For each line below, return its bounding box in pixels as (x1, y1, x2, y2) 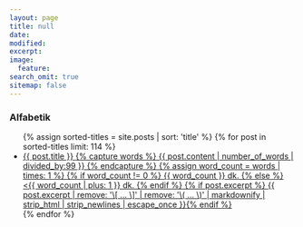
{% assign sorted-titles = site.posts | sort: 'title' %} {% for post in (22, 131, 267, 142)
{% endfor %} (22, 208, 75, 219)
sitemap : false (9, 81, 67, 90)
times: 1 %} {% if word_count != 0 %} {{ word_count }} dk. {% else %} (22, 170, 284, 181)
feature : (17, 64, 51, 74)
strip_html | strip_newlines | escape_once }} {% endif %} (22, 199, 233, 210)
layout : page (9, 13, 59, 23)
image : (9, 55, 34, 64)
